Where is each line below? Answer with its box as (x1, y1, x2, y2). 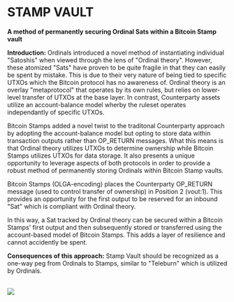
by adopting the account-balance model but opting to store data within (7, 129, 211, 137)
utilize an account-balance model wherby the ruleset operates (7, 100, 187, 109)
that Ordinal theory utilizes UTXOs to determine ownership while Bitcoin (7, 144, 214, 152)
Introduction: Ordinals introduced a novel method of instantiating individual (7, 48, 225, 57)
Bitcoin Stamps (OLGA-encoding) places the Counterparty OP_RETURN (7, 179, 213, 188)
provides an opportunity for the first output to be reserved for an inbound (7, 194, 218, 203)
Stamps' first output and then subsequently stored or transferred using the (7, 223, 222, 231)
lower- (201, 85, 221, 94)
